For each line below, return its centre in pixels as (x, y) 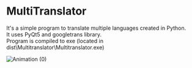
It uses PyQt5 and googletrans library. (54, 34)
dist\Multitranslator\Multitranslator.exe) (55, 47)
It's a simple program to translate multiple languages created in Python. (96, 28)
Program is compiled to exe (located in (55, 41)
